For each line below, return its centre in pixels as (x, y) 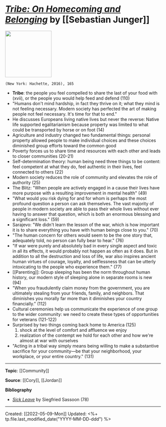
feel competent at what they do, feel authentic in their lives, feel (77, 167)
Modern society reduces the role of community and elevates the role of (85, 177)
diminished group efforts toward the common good (64, 145)
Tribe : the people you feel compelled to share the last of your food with (85, 93)
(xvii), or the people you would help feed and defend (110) (71, 98)
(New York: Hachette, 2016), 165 (40, 84)
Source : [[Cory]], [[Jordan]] (34, 380)
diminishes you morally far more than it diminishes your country (77, 298)
